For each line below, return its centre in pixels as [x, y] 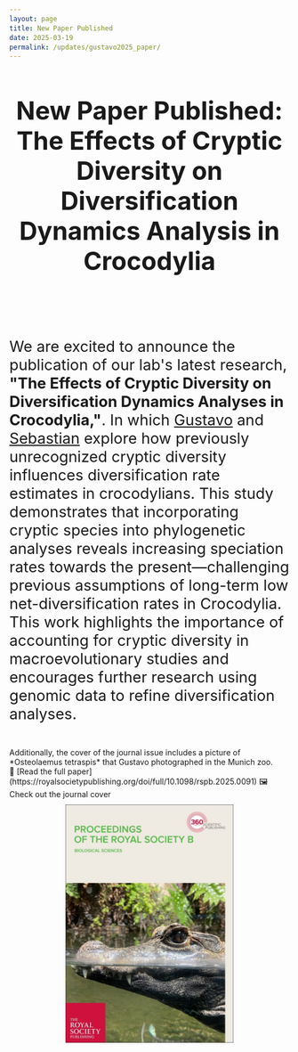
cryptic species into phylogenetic [128, 531]
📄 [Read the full [37, 771]
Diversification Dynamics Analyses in [147, 402]
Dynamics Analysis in [149, 231]
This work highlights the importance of [147, 623]
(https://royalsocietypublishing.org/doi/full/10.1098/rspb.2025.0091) [133, 782]
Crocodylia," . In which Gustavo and [137, 420]
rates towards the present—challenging [149, 567]
